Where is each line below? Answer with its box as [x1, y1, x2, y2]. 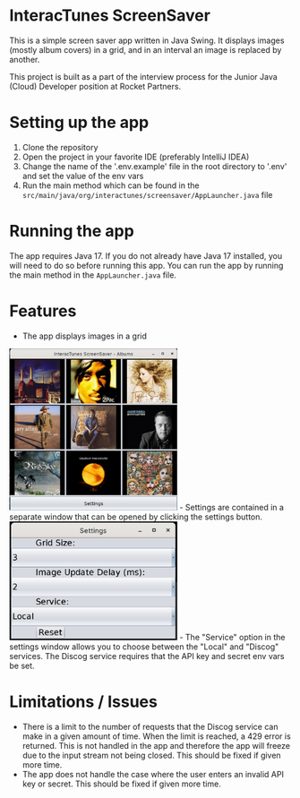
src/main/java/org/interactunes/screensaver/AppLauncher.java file [21, 189, 273, 200]
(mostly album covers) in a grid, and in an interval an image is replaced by [9, 44, 282, 55]
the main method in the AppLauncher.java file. [9, 270, 177, 280]
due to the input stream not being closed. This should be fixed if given [21, 750, 281, 760]
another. [9, 54, 40, 64]
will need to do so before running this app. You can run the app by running [9, 260, 284, 270]
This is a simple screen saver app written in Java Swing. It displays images [9, 35, 285, 46]
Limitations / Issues [9, 691, 159, 712]
